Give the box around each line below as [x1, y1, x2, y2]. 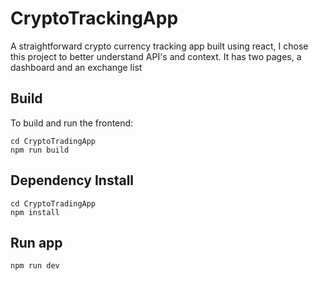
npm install [10, 207, 60, 217]
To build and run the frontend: [10, 117, 134, 129]
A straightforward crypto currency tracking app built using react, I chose [10, 40, 309, 52]
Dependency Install [10, 172, 135, 189]
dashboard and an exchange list [10, 61, 143, 73]
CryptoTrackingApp [10, 7, 179, 30]
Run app [10, 234, 63, 251]
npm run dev [10, 261, 60, 271]
